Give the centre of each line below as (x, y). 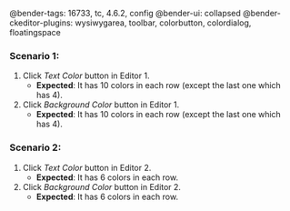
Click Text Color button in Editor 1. (86, 75)
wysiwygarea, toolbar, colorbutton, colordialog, (163, 23)
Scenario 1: (35, 55)
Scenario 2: (35, 147)
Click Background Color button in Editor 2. (102, 186)
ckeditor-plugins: (41, 23)
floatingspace (35, 32)
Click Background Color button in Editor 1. (101, 105)
